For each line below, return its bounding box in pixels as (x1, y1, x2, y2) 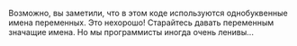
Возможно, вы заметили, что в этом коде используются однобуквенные (8, 8, 289, 18)
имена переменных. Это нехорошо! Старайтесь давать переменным (8, 17, 274, 28)
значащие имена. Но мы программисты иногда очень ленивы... (8, 27, 254, 37)
